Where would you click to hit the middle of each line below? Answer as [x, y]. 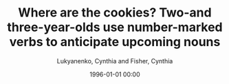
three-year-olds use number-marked [115, 27]
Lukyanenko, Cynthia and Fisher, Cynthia [115, 61]
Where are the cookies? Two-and [115, 13]
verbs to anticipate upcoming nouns [115, 42]
